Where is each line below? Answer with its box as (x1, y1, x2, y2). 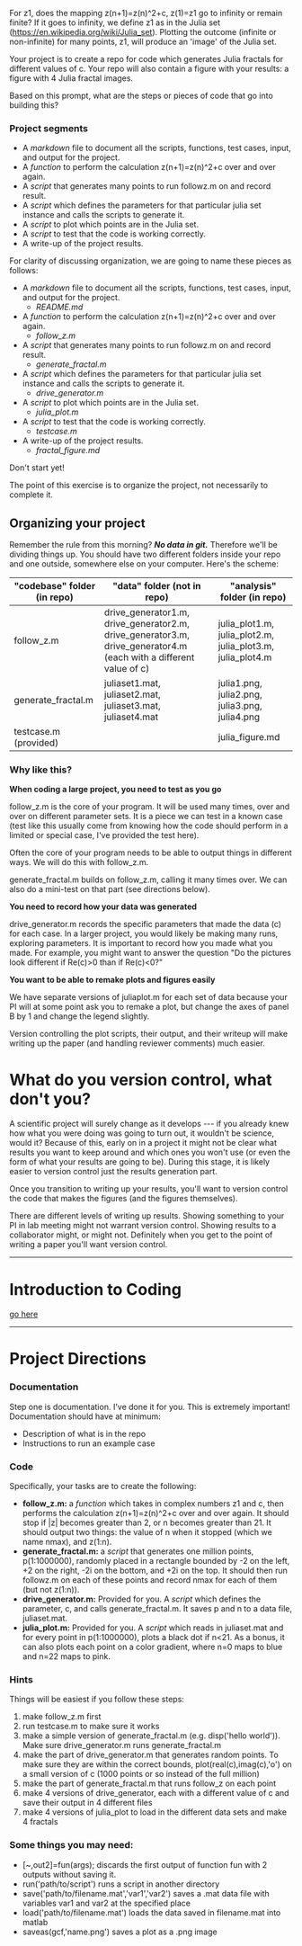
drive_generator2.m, (103, 618, 191, 630)
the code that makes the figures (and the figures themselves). (9, 1193, 238, 1204)
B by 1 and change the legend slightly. (9, 1011, 150, 1022)
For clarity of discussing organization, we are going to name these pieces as (9, 255, 292, 266)
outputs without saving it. (22, 1869, 117, 1879)
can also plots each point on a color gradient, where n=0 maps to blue (22, 1641, 283, 1653)
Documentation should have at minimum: (9, 1411, 161, 1422)
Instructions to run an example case (22, 1438, 155, 1449)
